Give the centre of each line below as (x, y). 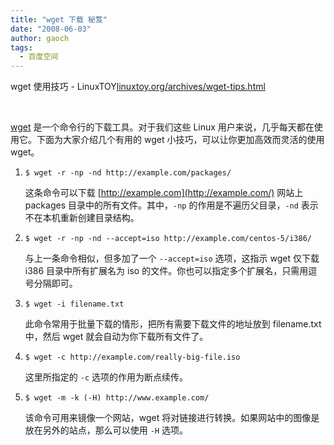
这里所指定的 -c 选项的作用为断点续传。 (106, 377)
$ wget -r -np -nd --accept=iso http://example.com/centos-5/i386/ (168, 239)
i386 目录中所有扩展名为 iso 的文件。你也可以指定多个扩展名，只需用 (166, 271)
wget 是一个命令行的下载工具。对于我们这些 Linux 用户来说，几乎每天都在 (162, 127)
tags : (21, 47)
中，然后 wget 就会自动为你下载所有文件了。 (116, 337)
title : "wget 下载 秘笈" (59, 19)
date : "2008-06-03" (51, 29)
